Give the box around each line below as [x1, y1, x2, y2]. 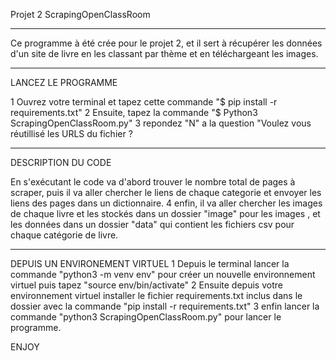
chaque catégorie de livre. [10, 229, 119, 241]
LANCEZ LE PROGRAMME [10, 77, 118, 88]
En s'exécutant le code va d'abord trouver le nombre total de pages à [10, 176, 296, 188]
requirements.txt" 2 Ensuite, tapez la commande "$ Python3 [10, 107, 258, 118]
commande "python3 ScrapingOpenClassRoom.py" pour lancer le [10, 311, 282, 323]
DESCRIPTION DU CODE [10, 157, 112, 168]
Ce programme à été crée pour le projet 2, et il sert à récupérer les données [10, 37, 323, 49]
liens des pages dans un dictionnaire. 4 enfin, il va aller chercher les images [10, 197, 323, 209]
